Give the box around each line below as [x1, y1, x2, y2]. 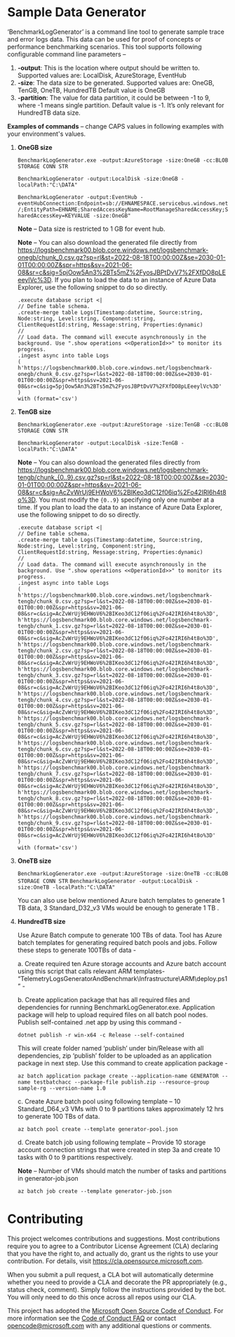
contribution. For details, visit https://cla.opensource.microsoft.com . [7, 1257, 204, 1265]
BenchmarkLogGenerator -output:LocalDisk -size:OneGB [17, 175, 178, 182]
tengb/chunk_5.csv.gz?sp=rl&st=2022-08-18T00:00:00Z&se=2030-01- [17, 721, 213, 728]
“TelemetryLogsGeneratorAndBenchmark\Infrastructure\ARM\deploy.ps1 [17, 974, 228, 982]
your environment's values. [7, 129, 86, 138]
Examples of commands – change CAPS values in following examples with [7, 122, 224, 130]
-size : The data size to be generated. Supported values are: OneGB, [17, 78, 215, 87]
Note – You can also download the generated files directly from [17, 458, 201, 467]
